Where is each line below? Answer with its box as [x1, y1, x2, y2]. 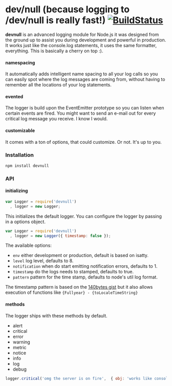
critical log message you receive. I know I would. [5, 116, 108, 122]
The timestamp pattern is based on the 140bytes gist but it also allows [5, 284, 153, 290]
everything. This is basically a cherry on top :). [5, 48, 103, 54]
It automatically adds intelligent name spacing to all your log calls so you [5, 71, 158, 77]
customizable [5, 127, 35, 134]
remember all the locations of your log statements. [5, 82, 112, 88]
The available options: [5, 242, 52, 249]
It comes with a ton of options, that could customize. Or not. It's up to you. [5, 139, 162, 145]
